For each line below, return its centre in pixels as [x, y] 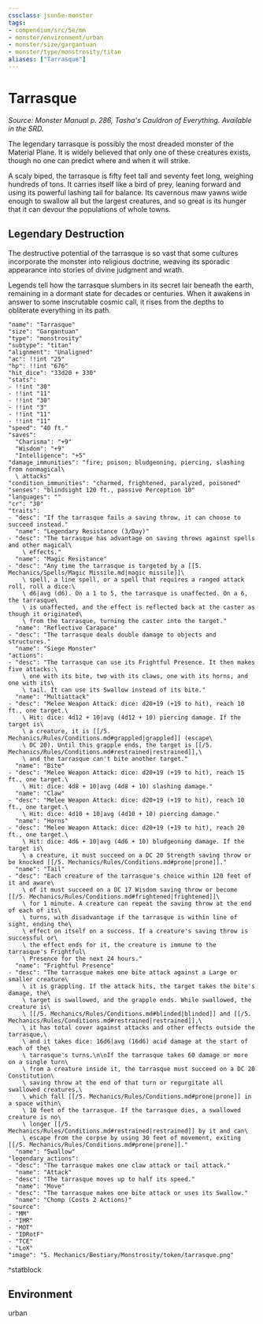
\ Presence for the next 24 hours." [83, 959]
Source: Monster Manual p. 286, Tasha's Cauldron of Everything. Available [130, 120]
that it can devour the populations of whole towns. [90, 209]
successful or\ [33, 938]
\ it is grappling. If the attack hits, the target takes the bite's [139, 986]
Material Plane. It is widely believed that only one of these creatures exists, [130, 152]
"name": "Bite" [40, 766]
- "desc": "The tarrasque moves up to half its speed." [102, 1179]
